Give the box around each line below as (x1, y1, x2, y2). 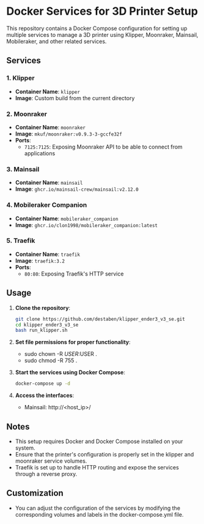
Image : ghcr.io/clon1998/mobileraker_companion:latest (15, 221, 158, 228)
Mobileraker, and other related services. (6, 37, 107, 45)
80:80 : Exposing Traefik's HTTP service (24, 270, 124, 277)
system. (15, 444, 35, 452)
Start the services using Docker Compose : (15, 369, 125, 376)
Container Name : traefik (15, 250, 81, 258)
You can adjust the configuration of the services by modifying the (15, 504, 181, 512)
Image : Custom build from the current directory (15, 94, 135, 102)
